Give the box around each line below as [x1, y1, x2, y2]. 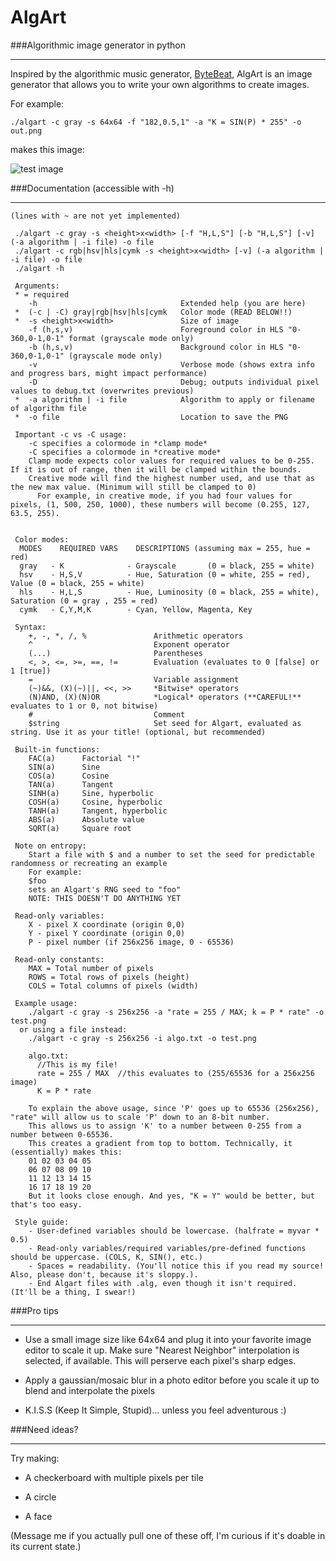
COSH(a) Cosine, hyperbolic [28, 797, 163, 807]
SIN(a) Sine [28, 762, 101, 772]
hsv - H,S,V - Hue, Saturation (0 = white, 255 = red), [19, 569, 311, 580]
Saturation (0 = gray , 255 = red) [10, 596, 159, 606]
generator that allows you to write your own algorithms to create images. [10, 78, 310, 90]
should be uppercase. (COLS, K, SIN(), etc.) [10, 1252, 203, 1262]
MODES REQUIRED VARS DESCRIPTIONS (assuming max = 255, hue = [19, 543, 311, 553]
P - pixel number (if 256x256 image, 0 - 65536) [28, 937, 235, 947]
